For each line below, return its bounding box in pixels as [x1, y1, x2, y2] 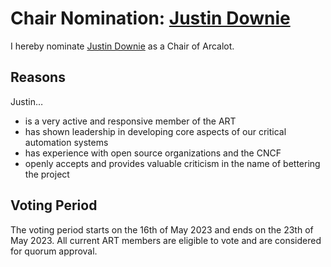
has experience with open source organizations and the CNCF [24, 147, 282, 159]
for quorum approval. [10, 245, 98, 257]
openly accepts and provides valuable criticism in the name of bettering [24, 157, 321, 169]
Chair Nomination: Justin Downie [10, 7, 291, 30]
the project [24, 168, 70, 180]
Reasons [10, 69, 66, 86]
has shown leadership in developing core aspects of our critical [24, 125, 287, 137]
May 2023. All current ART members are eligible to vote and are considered [10, 234, 322, 246]
